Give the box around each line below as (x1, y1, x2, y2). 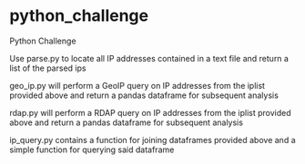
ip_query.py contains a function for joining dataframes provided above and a (9, 134, 296, 145)
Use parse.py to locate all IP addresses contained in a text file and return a (9, 53, 290, 63)
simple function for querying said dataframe (9, 144, 175, 155)
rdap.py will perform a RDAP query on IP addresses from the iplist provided (9, 107, 291, 118)
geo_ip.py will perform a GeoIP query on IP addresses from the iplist (9, 80, 266, 91)
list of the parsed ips (9, 63, 86, 73)
